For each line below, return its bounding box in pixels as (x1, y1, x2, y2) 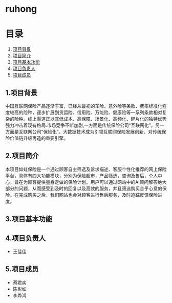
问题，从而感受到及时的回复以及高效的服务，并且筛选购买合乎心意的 (18, 185, 162, 192)
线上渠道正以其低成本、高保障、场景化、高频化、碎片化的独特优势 (27, 116, 167, 122)
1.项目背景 (5, 88, 38, 97)
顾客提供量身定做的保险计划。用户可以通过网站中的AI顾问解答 (27, 179, 158, 185)
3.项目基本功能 (5, 215, 53, 223)
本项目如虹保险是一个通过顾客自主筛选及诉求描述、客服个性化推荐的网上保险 (5, 166, 167, 172)
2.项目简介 (5, 151, 39, 160)
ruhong (5, 3, 37, 15)
